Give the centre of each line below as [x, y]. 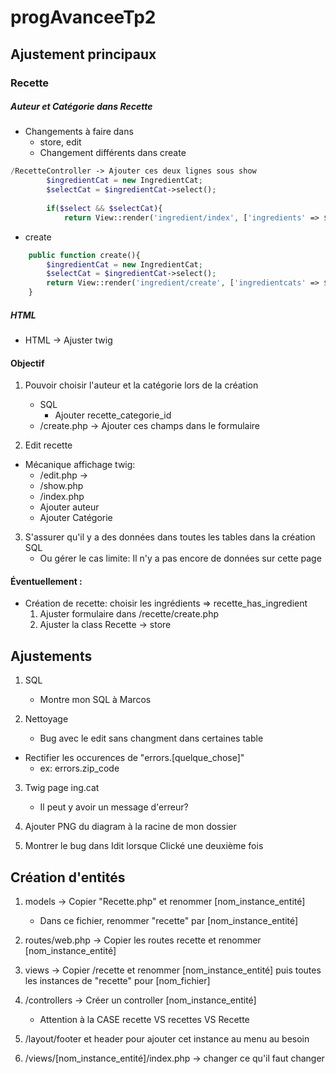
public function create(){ [84, 255]
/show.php [61, 486]
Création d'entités [68, 877]
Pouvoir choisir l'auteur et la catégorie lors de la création [141, 385]
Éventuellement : [46, 581]
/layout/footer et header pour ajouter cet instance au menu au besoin [167, 1039]
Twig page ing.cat [62, 788]
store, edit [60, 142]
